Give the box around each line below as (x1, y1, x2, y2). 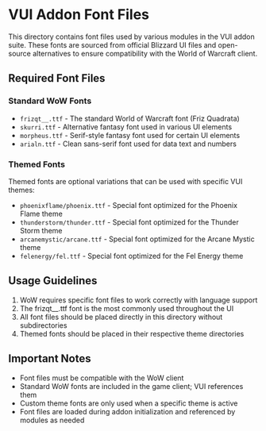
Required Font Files (8, 71, 106, 85)
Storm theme (19, 225, 63, 235)
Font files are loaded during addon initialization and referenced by (19, 406, 236, 416)
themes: (8, 185, 35, 194)
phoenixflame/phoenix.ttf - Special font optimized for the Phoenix (19, 200, 238, 210)
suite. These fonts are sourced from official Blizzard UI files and (8, 40, 217, 49)
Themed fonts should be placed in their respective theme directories (19, 329, 245, 338)
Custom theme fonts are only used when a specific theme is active (19, 398, 238, 408)
